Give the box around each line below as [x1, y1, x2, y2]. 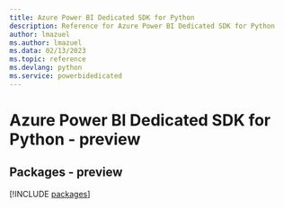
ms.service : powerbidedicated [9, 72, 123, 81]
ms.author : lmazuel [9, 38, 83, 48]
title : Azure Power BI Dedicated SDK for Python [9, 13, 195, 22]
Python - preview [9, 129, 141, 149]
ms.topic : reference [9, 55, 87, 64]
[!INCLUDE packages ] [9, 188, 91, 199]
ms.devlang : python [9, 64, 83, 73]
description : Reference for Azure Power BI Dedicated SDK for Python [9, 22, 276, 30]
